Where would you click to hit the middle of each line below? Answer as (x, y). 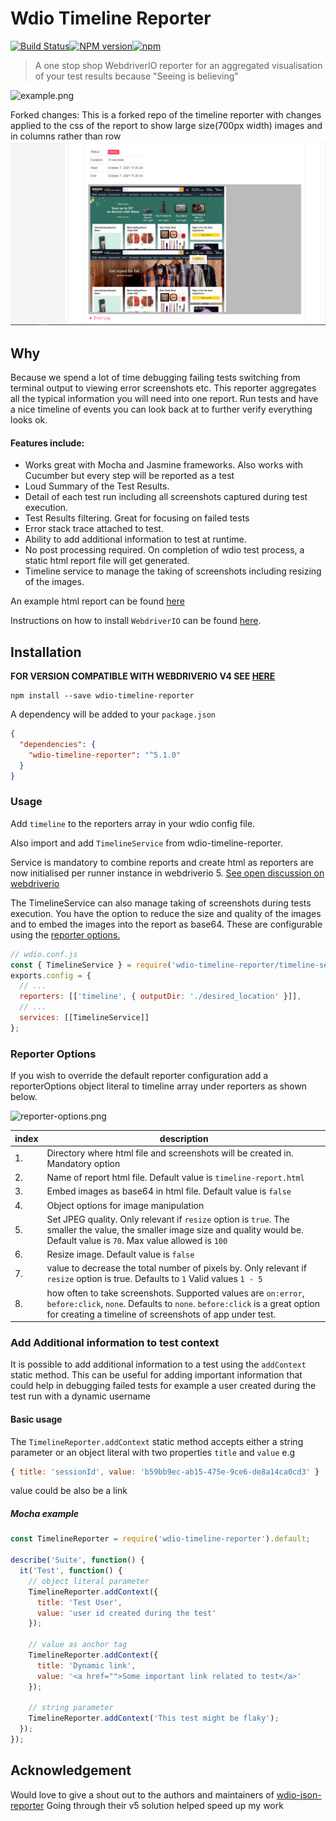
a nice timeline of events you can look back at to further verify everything (161, 409)
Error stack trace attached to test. (94, 529)
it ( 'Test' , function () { (71, 1571)
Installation (46, 652)
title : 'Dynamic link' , (86, 1665)
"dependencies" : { (58, 744)
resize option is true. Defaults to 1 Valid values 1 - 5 (154, 1279)
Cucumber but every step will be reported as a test (129, 476)
